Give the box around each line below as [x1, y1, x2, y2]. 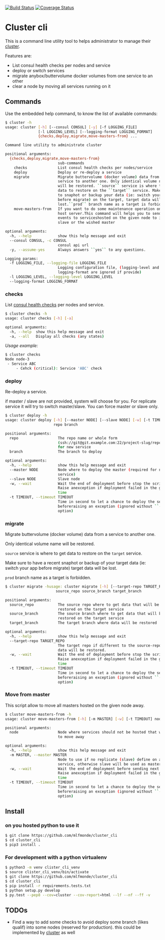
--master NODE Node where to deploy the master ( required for [9, 467, 157, 472]
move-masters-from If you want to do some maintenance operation [14, 206, 155, 211]
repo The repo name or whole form [9, 436, 118, 441]
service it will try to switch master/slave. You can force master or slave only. [5, 404, 159, 410]
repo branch [53, 422, 78, 427]
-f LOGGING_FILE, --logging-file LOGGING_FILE [9, 261, 107, 265]
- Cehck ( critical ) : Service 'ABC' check [16, 366, 102, 371]
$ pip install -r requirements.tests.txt [5, 883, 91, 888]
